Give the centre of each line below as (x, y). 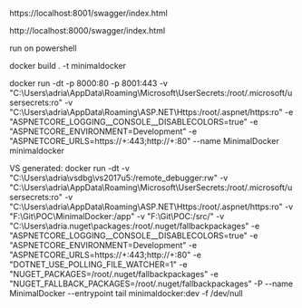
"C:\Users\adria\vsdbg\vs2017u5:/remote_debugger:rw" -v (119, 178)
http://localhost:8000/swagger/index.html (88, 30)
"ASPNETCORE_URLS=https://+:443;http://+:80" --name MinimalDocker (144, 141)
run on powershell (43, 48)
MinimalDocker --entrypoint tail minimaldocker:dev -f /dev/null (126, 293)
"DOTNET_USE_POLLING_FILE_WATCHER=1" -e (98, 265)
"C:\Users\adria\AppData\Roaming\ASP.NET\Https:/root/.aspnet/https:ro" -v (151, 207)
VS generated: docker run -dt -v (69, 168)
